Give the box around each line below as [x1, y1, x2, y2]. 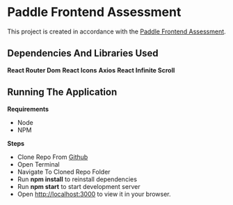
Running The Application [7, 86, 118, 98]
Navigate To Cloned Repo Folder [17, 167, 111, 176]
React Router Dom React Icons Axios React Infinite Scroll [7, 66, 175, 74]
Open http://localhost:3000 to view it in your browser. [17, 190, 172, 198]
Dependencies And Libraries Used [7, 47, 159, 59]
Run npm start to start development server [17, 182, 140, 190]
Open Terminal [17, 160, 61, 168]
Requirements [7, 105, 49, 113]
